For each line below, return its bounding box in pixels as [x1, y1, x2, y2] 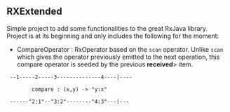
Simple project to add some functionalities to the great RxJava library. [6, 24, 208, 32]
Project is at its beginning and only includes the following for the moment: [6, 31, 219, 40]
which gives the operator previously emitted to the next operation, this [16, 52, 220, 61]
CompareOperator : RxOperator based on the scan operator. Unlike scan [16, 45, 224, 53]
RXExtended [6, 6, 62, 17]
